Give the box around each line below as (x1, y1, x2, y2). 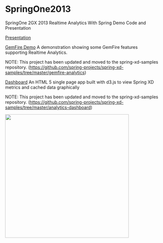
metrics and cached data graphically (5, 84, 80, 90)
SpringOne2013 (5, 3, 71, 15)
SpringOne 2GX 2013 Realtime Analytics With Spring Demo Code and (5, 20, 146, 26)
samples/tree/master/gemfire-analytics (5, 69, 85, 75)
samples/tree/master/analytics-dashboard (5, 104, 91, 110)
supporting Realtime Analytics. (5, 49, 68, 55)
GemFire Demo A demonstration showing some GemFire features (5, 44, 138, 50)
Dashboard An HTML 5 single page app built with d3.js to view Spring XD (5, 79, 154, 85)
